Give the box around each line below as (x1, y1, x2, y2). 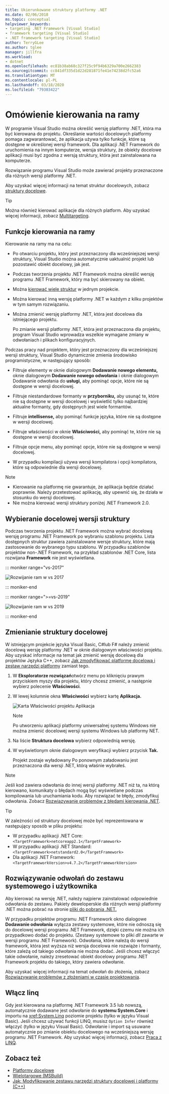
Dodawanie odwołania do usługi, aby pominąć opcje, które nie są (12, 378, 149, 384)
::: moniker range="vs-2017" (5, 564, 64, 570)
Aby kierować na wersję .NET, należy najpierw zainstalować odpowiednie (5, 895, 158, 901)
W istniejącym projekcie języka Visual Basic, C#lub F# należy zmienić (5, 641, 150, 647)
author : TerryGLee (5, 40, 44, 45)
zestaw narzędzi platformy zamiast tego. (5, 663, 90, 669)
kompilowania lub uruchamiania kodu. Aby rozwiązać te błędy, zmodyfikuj (5, 792, 159, 798)
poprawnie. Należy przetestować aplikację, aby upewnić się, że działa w (12, 489, 163, 495)
